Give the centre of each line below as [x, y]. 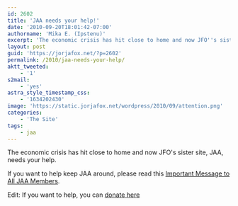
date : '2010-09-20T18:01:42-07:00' [60, 27]
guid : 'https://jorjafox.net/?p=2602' [64, 54]
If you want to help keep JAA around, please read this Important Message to [119, 173]
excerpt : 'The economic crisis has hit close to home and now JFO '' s [112, 40]
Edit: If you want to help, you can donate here [74, 195]
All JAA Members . [34, 181]
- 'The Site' [39, 119]
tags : [15, 126]
